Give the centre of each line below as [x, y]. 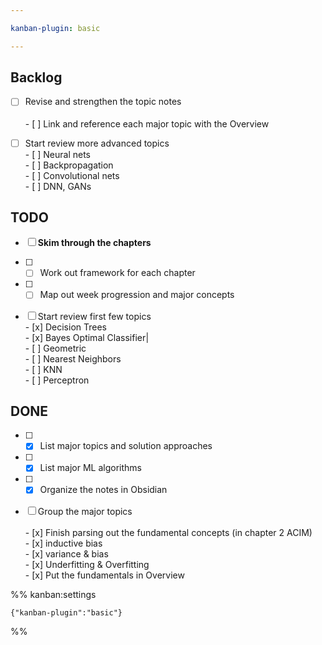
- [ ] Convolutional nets [72, 175]
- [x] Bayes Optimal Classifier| [87, 337]
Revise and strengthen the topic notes [103, 102]
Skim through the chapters [94, 243]
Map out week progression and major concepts [137, 295]
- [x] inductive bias [63, 543]
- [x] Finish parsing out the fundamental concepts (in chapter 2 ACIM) [168, 532]
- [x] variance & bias [66, 553]
